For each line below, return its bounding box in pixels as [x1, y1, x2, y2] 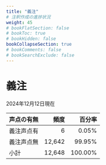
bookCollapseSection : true [6, 42, 72, 48]
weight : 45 [6, 19, 33, 25]
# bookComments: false [6, 47, 61, 53]
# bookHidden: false [6, 36, 57, 42]
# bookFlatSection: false [6, 25, 69, 31]
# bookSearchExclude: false [6, 52, 75, 58]
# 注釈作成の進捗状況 [6, 14, 51, 20]
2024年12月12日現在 [6, 100, 56, 107]
